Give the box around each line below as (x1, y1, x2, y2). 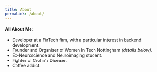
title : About (5, 7, 31, 12)
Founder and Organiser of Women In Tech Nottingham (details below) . (12, 47, 153, 53)
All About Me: (5, 26, 33, 32)
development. (12, 42, 40, 48)
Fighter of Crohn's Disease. (12, 57, 67, 63)
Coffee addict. (12, 62, 41, 68)
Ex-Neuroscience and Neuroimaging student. (12, 52, 103, 58)
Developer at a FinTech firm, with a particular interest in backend (12, 37, 141, 43)
